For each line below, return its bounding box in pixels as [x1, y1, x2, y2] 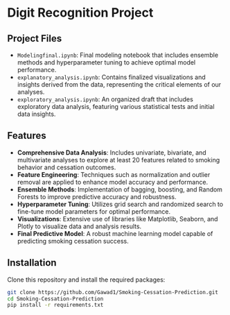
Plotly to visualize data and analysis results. [17, 222, 142, 230]
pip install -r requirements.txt [7, 302, 104, 309]
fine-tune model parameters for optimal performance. [17, 207, 171, 216]
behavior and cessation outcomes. [17, 163, 116, 171]
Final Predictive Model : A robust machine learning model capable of [17, 229, 213, 237]
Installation [7, 257, 57, 269]
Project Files [7, 33, 62, 44]
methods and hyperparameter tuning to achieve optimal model [17, 58, 196, 67]
